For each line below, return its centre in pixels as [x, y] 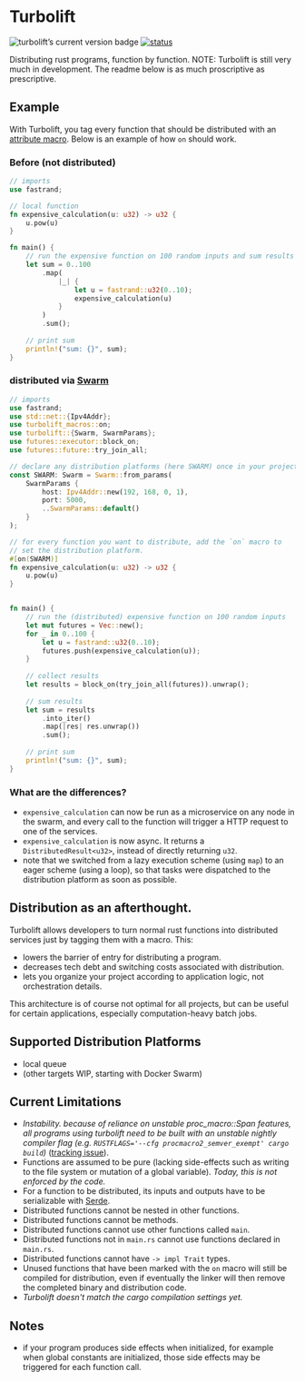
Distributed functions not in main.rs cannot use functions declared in [151, 1239]
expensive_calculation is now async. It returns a [113, 841]
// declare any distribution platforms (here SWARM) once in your [138, 466]
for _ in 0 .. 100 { [60, 634]
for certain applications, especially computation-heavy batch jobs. [133, 1013]
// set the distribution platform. [77, 550]
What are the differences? [68, 792]
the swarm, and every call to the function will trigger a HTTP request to [155, 822]
